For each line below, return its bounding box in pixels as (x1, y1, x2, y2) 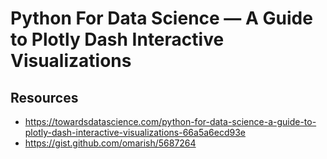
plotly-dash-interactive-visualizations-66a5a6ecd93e (24, 127, 246, 138)
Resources (10, 89, 79, 106)
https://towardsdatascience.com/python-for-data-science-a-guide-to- (24, 116, 317, 127)
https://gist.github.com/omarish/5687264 (24, 137, 197, 149)
